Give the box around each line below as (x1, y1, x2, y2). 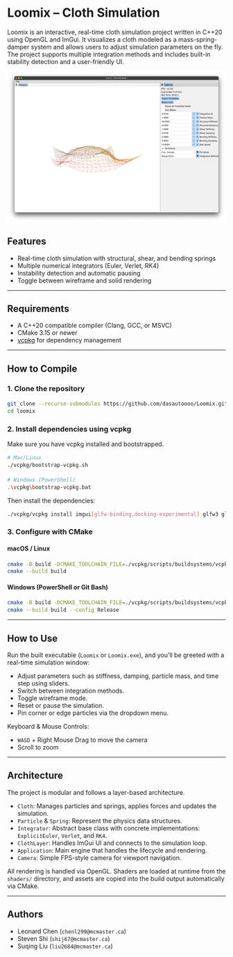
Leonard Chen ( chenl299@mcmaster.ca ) (17, 927, 127, 935)
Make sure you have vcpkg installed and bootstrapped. (7, 440, 164, 448)
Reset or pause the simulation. (17, 702, 104, 710)
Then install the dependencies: (7, 496, 96, 505)
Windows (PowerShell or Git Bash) (7, 583, 109, 591)
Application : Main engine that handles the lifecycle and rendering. (17, 846, 207, 854)
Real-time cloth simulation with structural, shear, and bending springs (17, 254, 216, 262)
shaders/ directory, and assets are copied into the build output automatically (7, 874, 225, 883)
